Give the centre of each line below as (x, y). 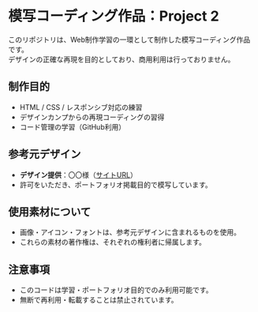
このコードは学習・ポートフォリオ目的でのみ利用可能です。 (116, 290)
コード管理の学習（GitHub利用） (73, 126)
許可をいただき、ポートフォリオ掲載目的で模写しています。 (116, 184)
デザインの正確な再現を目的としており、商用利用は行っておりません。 (122, 59)
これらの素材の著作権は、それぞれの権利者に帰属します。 (113, 242)
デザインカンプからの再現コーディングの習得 (92, 117)
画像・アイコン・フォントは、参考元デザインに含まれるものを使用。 (130, 232)
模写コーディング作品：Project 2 (114, 16)
